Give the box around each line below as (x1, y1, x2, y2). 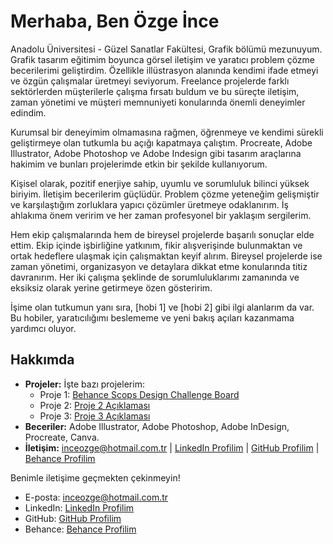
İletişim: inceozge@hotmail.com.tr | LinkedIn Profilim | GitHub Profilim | (24, 441, 320, 454)
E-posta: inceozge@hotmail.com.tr (24, 491, 169, 503)
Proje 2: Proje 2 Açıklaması (39, 399, 151, 411)
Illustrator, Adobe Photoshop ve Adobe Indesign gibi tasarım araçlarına (10, 147, 302, 159)
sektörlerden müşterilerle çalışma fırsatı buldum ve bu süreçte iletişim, (10, 85, 300, 97)
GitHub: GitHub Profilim (24, 512, 122, 524)
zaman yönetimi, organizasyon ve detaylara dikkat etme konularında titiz (10, 260, 308, 272)
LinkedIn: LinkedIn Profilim (24, 501, 135, 514)
